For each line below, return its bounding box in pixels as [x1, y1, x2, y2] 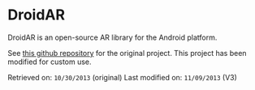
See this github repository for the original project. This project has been [7, 48, 247, 58]
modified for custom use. [7, 57, 92, 66]
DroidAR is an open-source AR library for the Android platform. [7, 32, 218, 42]
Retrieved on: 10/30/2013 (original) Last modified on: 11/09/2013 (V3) [7, 72, 237, 82]
